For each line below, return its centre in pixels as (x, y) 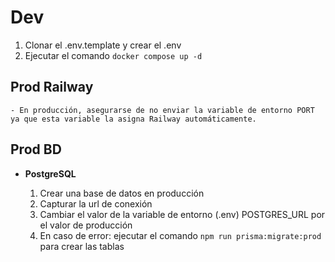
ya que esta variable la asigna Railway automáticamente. (133, 119)
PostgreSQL (50, 173)
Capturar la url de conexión (96, 203)
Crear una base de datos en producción (122, 193)
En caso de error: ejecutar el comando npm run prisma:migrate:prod (180, 235)
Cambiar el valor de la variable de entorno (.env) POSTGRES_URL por (182, 214)
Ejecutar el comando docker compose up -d (113, 55)
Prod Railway (52, 87)
